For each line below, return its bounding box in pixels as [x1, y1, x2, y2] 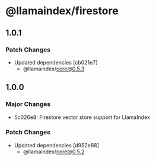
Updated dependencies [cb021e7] [14, 59, 98, 66]
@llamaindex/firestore [5, 4, 119, 18]
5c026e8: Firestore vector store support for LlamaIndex [14, 114, 151, 121]
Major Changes [5, 100, 51, 108]
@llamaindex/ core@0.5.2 [23, 148, 85, 155]
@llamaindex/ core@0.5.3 [23, 65, 85, 72]
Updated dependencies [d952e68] [14, 141, 99, 149]
